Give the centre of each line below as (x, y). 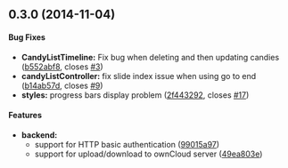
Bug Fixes (27, 37)
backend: (39, 135)
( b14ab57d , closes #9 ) (62, 85)
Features (25, 116)
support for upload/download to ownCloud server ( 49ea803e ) (148, 154)
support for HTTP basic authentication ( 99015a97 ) (127, 144)
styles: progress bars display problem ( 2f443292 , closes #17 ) (135, 95)
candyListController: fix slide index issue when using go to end (138, 76)
